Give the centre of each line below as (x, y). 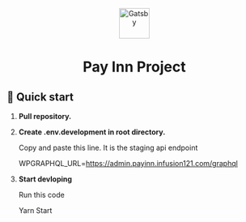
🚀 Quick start (40, 97)
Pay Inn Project (134, 67)
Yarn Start (35, 210)
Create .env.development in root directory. (92, 132)
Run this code (41, 195)
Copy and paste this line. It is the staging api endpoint (108, 147)
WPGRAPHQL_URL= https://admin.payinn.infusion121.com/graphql (128, 163)
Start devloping (45, 179)
